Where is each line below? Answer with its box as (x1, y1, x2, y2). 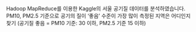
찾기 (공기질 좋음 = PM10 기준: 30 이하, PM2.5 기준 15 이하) (6, 20, 146, 26)
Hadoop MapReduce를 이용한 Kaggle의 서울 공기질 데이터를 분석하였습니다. (6, 5, 186, 12)
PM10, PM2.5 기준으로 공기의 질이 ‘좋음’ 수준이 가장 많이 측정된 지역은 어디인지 (6, 12, 191, 19)
